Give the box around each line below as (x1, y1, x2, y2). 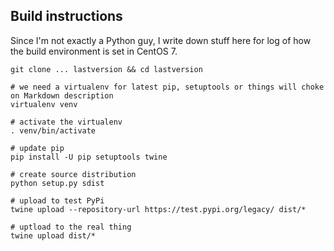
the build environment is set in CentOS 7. (10, 45, 178, 57)
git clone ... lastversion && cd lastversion (10, 64, 203, 74)
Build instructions (10, 8, 123, 25)
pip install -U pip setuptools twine (10, 152, 168, 162)
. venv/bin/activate (10, 125, 97, 136)
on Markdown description (10, 90, 114, 101)
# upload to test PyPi (10, 195, 105, 206)
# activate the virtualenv (10, 117, 123, 127)
